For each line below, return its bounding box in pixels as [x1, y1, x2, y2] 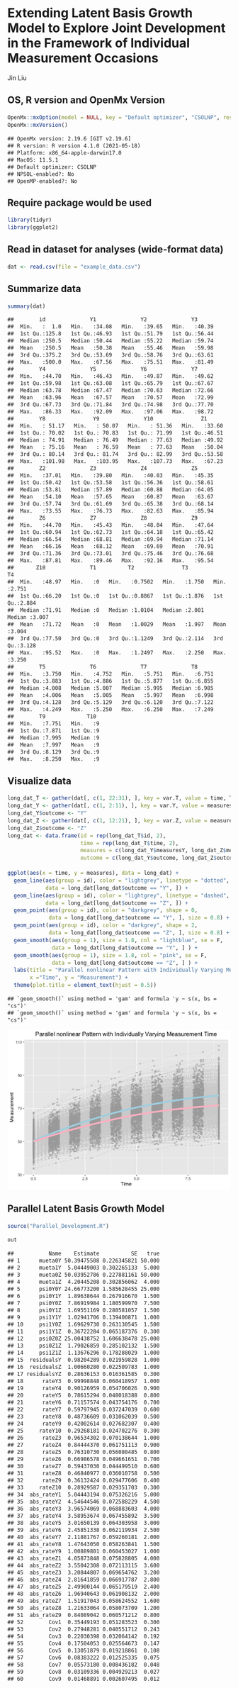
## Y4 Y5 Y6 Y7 [7, 366, 198, 373]
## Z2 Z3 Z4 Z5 [7, 465, 198, 472]
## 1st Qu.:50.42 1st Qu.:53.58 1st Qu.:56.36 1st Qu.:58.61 [7, 479, 214, 486]
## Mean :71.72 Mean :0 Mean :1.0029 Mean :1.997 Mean [7, 621, 227, 628]
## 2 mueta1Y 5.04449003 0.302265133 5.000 [7, 1264, 160, 1271]
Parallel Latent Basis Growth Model [7, 1203, 165, 1215]
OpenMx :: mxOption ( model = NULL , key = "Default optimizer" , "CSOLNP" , [7, 113, 220, 121]
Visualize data [7, 775, 72, 787]
